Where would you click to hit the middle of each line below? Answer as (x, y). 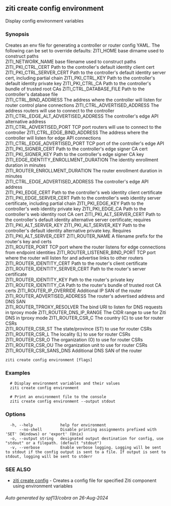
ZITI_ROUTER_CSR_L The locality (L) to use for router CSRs (68, 334)
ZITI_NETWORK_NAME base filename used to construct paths (71, 62)
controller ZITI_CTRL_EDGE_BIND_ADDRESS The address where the (77, 132)
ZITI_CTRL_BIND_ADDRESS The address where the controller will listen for (84, 100)
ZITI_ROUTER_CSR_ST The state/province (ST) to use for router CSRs (79, 329)
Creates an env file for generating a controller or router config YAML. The (83, 45)
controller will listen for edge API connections (53, 138)
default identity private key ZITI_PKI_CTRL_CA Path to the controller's (78, 84)
